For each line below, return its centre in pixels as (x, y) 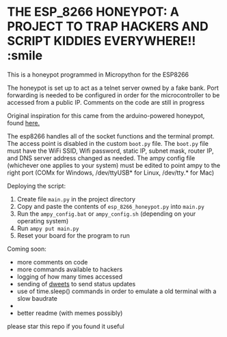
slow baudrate (37, 298)
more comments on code (52, 262)
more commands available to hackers (70, 269)
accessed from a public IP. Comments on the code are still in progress (106, 102)
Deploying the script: (37, 186)
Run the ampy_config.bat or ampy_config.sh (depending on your (106, 214)
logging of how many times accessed (70, 276)
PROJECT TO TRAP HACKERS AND (108, 26)
